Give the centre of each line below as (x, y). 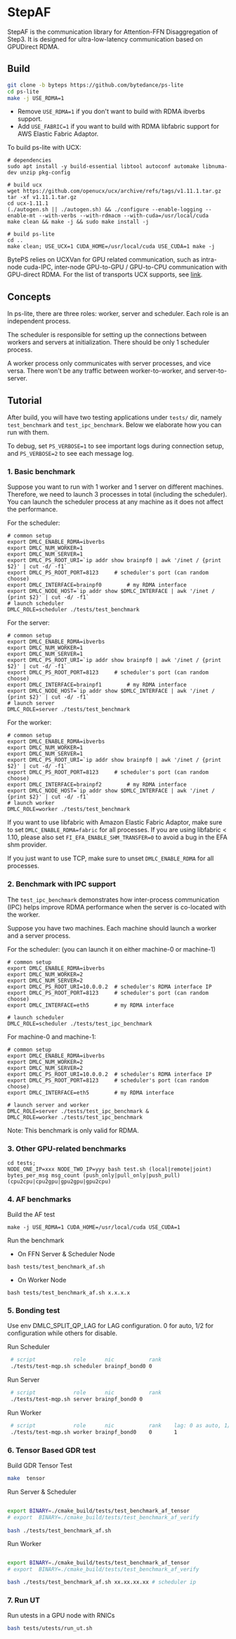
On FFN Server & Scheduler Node (66, 1254)
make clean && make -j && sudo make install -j (78, 222)
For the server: (29, 623)
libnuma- (215, 167)
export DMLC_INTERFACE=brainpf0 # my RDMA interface (97, 585)
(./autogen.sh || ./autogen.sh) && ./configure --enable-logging (105, 210)
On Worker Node (42, 1280)
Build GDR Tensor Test (40, 1466)
